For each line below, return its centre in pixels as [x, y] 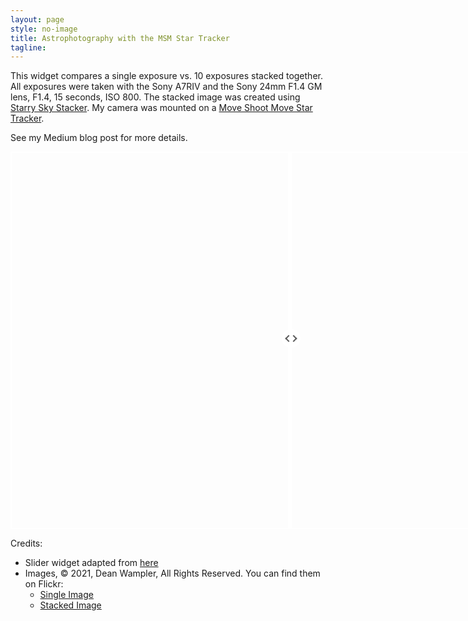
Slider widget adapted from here [91, 563]
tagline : [28, 47]
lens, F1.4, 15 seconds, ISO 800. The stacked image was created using [155, 97]
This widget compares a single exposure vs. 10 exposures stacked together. [166, 76]
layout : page [37, 19]
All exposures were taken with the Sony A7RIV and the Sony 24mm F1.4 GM [166, 87]
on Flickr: [44, 584]
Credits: [26, 543]
